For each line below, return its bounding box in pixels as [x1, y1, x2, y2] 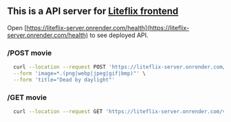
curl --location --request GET [13, 108, 103, 115]
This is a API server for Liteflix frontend [7, 5, 179, 17]
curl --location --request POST [13, 64, 107, 71]
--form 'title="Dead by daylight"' [13, 76, 115, 83]
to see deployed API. [89, 31, 149, 39]
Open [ [7, 23, 27, 32]
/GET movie [7, 93, 47, 102]
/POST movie [7, 48, 52, 58]
